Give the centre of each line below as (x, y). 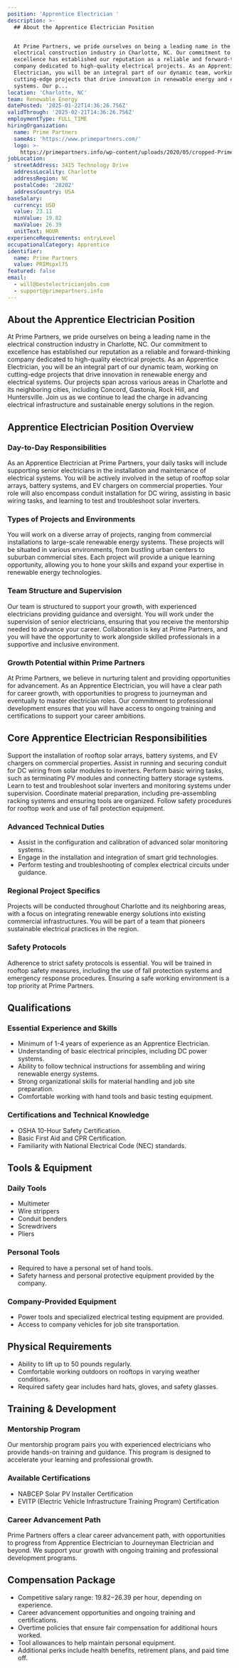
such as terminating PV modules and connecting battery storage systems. (116, 778)
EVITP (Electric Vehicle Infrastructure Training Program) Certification (118, 1501)
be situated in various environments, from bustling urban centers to (106, 550)
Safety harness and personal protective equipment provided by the (116, 1275)
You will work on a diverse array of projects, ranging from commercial (110, 535)
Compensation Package (62, 1580)
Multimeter (33, 1204)
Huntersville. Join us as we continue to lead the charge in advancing (107, 397)
